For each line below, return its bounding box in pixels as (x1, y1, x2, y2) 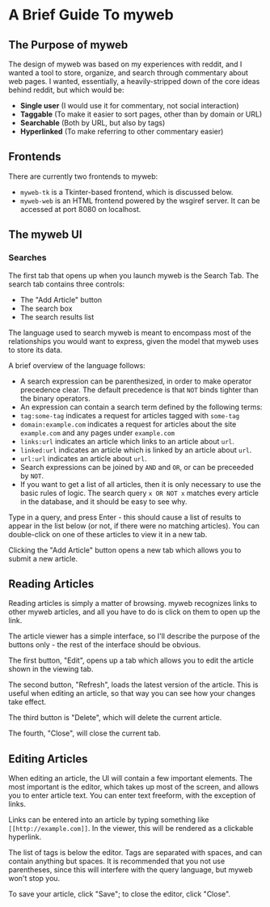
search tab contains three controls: (8, 279, 125, 289)
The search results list (19, 312, 95, 321)
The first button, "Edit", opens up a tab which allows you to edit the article (8, 655, 255, 665)
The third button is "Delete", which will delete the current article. (8, 713, 222, 723)
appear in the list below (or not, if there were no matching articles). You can (8, 520, 260, 531)
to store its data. (8, 345, 63, 354)
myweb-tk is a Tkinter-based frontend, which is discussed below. (19, 187, 234, 197)
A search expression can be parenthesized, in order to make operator (19, 376, 252, 386)
